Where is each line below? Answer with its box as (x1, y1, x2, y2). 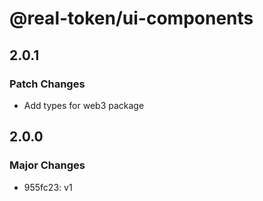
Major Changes (9, 158, 86, 172)
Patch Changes (9, 77, 86, 91)
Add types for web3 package (23, 99, 145, 111)
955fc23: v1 (23, 181, 73, 193)
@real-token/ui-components (9, 7, 254, 30)
